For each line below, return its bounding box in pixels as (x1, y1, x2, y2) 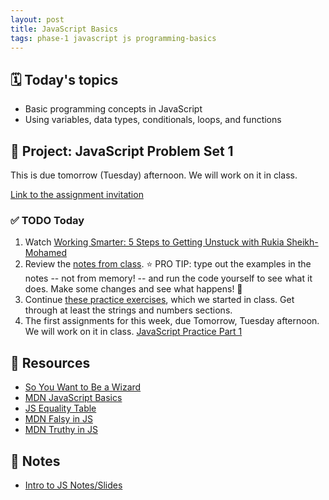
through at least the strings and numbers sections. (24, 304, 233, 316)
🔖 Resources (10, 354, 91, 371)
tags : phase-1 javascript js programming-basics (10, 33, 217, 43)
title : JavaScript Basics (10, 24, 118, 34)
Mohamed (24, 247, 67, 259)
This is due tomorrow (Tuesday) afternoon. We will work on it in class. (10, 169, 298, 181)
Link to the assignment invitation (10, 189, 144, 200)
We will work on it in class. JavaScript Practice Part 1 (24, 326, 243, 338)
